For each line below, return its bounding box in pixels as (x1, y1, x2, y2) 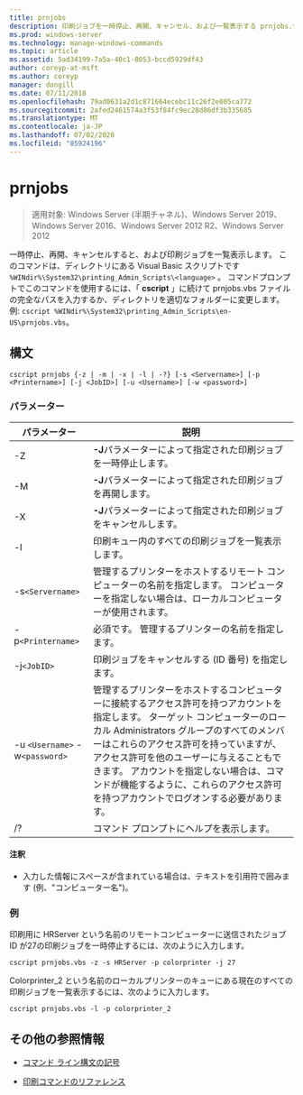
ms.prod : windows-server (9, 30, 103, 39)
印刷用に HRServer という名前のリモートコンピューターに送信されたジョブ (9, 929, 287, 940)
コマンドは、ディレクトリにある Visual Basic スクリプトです (16, 260, 241, 271)
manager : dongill (9, 80, 75, 89)
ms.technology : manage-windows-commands (9, 38, 164, 48)
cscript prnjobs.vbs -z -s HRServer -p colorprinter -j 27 (9, 958, 236, 968)
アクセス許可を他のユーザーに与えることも (93, 750, 272, 763)
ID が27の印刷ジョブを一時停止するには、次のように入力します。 (9, 940, 250, 952)
